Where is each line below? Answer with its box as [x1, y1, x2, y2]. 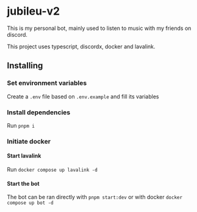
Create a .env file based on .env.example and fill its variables [7, 93, 159, 100]
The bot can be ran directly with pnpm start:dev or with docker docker [7, 194, 182, 201]
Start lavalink [7, 152, 41, 159]
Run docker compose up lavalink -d [7, 166, 98, 174]
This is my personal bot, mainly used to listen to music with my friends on [7, 24, 192, 32]
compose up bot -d [7, 200, 54, 206]
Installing [7, 60, 43, 71]
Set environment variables [7, 79, 87, 87]
